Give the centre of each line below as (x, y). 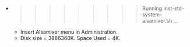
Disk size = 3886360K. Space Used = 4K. (70, 38)
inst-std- (174, 8)
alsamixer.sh (157, 21)
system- (152, 15)
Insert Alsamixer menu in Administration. (69, 32)
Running (152, 8)
